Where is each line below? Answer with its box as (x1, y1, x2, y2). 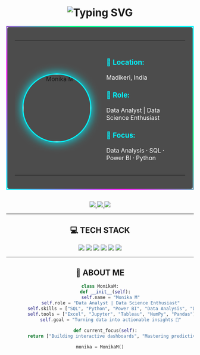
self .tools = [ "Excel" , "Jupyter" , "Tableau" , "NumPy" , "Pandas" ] (27, 311, 196, 317)
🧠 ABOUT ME (75, 267, 125, 278)
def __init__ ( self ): (80, 289, 131, 295)
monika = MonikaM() (76, 344, 124, 350)
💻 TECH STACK (70, 225, 130, 235)
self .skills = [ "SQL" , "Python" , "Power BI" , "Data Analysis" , (27, 306, 187, 312)
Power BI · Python (106, 154, 157, 162)
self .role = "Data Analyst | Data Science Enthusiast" (41, 300, 180, 306)
